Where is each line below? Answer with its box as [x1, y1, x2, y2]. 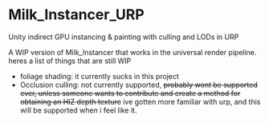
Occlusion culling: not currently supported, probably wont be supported [19, 80, 259, 89]
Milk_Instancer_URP [8, 6, 145, 24]
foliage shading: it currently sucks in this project [19, 71, 179, 81]
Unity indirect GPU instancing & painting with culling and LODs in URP [8, 32, 239, 42]
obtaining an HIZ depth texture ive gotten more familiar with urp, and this [19, 97, 261, 106]
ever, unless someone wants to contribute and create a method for [19, 88, 241, 97]
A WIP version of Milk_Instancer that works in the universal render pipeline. [8, 47, 257, 57]
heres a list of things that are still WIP [8, 56, 132, 65]
